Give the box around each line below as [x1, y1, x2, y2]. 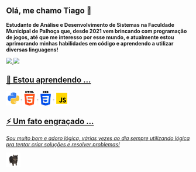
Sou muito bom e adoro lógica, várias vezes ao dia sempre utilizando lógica [6, 135, 190, 142]
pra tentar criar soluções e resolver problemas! [6, 141, 120, 148]
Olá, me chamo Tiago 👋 [6, 6, 92, 16]
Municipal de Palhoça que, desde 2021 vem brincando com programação [6, 27, 187, 34]
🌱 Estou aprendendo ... [6, 75, 91, 85]
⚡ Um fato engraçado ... [6, 117, 94, 127]
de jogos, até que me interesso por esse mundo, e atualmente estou [6, 33, 174, 41]
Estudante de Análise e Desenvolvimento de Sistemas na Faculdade [6, 21, 174, 28]
